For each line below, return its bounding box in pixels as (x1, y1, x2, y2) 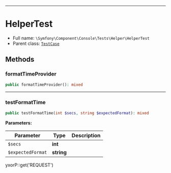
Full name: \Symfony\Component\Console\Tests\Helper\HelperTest (12, 35, 150, 41)
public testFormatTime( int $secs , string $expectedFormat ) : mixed (5, 110, 149, 115)
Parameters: (5, 119, 32, 126)
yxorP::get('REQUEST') (5, 162, 53, 168)
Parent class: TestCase (12, 40, 60, 46)
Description (71, 132, 101, 139)
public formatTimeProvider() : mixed (5, 82, 83, 87)
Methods (5, 55, 35, 64)
